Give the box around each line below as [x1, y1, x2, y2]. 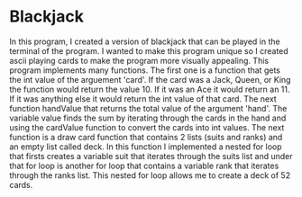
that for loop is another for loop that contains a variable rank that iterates [9, 160, 279, 171]
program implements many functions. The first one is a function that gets [9, 65, 281, 76]
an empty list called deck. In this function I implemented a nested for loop [9, 141, 282, 152]
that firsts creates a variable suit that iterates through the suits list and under [9, 150, 293, 161]
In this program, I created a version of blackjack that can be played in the [9, 36, 281, 47]
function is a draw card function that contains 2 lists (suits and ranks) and [9, 131, 283, 142]
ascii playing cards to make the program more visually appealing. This [9, 55, 269, 66]
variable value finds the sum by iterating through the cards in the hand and [9, 112, 287, 123]
